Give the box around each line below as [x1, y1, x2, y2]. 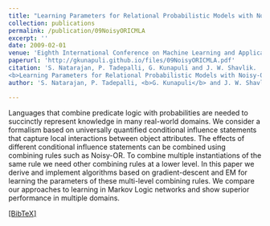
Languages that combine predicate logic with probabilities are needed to [8, 107, 249, 117]
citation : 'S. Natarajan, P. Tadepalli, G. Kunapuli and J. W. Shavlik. [8, 64, 257, 72]
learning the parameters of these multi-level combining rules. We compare [8, 176, 255, 185]
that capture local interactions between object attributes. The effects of [8, 133, 245, 143]
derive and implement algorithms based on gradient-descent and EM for [8, 167, 247, 177]
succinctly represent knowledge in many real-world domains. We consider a [8, 116, 261, 126]
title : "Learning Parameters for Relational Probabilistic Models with [8, 11, 253, 20]
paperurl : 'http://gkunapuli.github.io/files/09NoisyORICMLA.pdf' [8, 57, 235, 65]
